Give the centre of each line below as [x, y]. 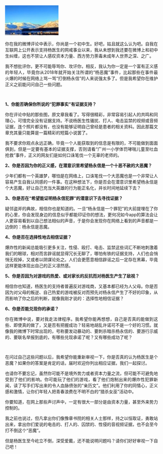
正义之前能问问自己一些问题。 [35, 84]
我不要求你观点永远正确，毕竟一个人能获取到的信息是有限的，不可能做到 [77, 143]
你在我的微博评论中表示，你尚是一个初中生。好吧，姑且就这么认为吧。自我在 [81, 44]
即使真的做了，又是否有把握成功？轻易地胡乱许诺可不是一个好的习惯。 [83, 325]
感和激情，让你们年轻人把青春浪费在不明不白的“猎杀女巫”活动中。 [71, 392]
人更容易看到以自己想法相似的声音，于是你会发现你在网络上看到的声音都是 [79, 221]
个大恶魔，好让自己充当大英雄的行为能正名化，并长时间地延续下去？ [73, 188]
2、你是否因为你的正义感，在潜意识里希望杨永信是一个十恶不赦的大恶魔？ [79, 165]
